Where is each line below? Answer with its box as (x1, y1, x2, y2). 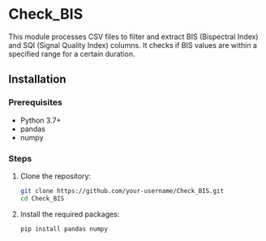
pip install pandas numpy (19, 225, 108, 233)
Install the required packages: (19, 209, 120, 219)
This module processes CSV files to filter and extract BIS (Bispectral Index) (8, 32, 259, 41)
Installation (8, 72, 66, 86)
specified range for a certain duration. (8, 49, 135, 58)
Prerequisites (8, 97, 62, 108)
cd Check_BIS (19, 194, 65, 203)
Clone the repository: (19, 171, 92, 181)
